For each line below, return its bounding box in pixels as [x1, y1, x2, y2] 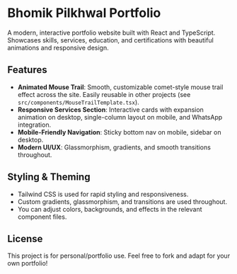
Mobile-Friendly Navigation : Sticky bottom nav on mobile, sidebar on [17, 127, 221, 136]
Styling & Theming [7, 171, 91, 183]
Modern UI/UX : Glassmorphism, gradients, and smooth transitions [17, 143, 211, 152]
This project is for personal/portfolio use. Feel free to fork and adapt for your [7, 251, 231, 260]
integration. [17, 120, 52, 129]
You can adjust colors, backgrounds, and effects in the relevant [17, 205, 202, 213]
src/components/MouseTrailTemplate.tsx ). [17, 98, 139, 106]
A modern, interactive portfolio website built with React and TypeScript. [7, 28, 216, 37]
